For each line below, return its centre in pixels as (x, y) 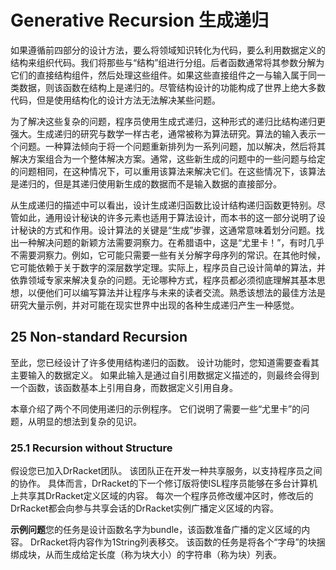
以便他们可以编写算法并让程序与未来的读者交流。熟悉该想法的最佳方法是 (176, 292)
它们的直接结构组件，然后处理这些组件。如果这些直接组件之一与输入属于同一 (168, 75)
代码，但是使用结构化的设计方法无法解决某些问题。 (115, 100)
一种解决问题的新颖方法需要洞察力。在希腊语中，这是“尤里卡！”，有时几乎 (171, 242)
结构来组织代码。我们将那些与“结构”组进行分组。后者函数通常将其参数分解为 (167, 62)
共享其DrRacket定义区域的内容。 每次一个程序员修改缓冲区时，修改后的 (166, 496)
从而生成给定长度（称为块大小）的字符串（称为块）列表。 (163, 555)
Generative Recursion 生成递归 (140, 20)
